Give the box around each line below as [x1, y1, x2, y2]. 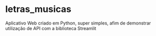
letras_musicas [5, 3, 71, 15]
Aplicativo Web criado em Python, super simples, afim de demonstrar [5, 20, 151, 26]
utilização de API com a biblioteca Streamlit [5, 25, 96, 31]
